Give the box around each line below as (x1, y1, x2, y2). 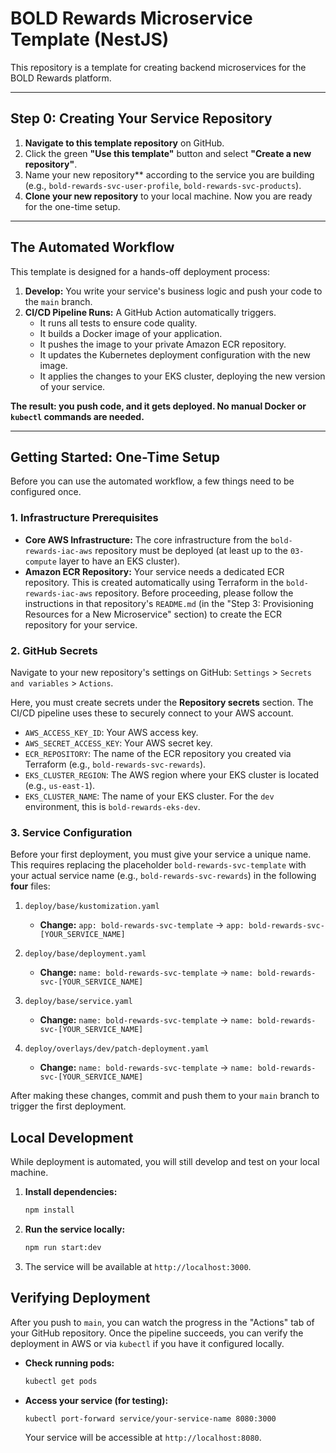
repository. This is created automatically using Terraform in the (24, 576, 285, 588)
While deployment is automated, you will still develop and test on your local (10, 1156, 320, 1168)
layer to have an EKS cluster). (58, 555, 181, 567)
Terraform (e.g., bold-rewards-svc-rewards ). (24, 758, 207, 770)
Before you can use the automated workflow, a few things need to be (10, 475, 295, 487)
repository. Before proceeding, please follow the (94, 587, 294, 599)
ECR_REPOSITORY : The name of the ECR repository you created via (24, 747, 292, 759)
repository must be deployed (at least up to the (94, 544, 288, 556)
